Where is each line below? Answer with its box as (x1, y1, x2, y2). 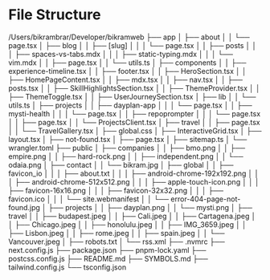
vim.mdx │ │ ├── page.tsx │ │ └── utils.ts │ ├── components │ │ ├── (8, 58, 247, 67)
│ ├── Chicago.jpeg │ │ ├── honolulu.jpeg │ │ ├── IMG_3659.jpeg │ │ (8, 219, 247, 229)
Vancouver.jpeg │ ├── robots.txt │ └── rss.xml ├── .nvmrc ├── (8, 237, 225, 246)
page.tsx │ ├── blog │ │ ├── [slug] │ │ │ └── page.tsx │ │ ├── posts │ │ (8, 40, 257, 50)
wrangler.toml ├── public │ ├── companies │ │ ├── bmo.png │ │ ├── (8, 143, 246, 152)
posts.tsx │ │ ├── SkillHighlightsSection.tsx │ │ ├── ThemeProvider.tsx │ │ (8, 83, 261, 93)
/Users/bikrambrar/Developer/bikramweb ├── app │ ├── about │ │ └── (8, 32, 251, 42)
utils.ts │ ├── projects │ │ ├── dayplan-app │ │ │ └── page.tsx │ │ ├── (8, 100, 252, 110)
